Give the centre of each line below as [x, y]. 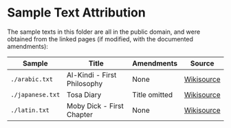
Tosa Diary [84, 94]
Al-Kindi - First [91, 75]
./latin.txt [30, 110]
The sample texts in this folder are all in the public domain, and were [104, 32]
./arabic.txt [32, 79]
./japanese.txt [35, 95]
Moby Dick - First [95, 106]
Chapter [79, 114]
